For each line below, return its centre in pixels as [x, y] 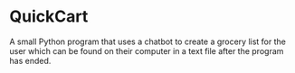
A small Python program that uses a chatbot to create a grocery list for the [148, 41]
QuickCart [49, 17]
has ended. [30, 60]
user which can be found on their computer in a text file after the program [147, 50]
